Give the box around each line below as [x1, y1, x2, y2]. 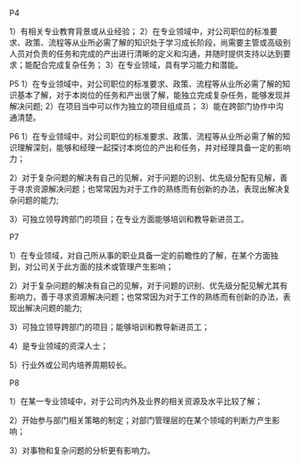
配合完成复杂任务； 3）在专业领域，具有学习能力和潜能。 [32, 60, 244, 70]
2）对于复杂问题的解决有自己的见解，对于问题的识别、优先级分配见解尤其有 [9, 281, 288, 291]
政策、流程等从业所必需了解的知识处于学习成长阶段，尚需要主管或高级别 [24, 38, 291, 47]
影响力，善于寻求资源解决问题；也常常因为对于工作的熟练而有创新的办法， [9, 291, 283, 302]
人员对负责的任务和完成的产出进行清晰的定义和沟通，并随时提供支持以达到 [9, 48, 283, 59]
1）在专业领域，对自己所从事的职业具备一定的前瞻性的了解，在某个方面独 [9, 250, 279, 260]
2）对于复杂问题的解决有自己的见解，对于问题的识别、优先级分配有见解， [9, 173, 280, 182]
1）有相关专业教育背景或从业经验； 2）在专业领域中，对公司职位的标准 [9, 26, 271, 37]
